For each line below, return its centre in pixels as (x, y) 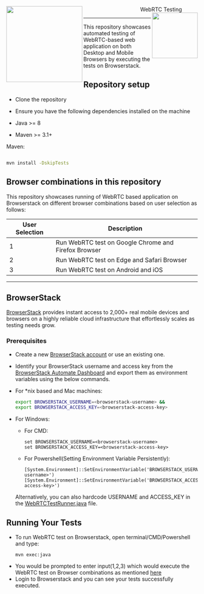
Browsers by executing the (117, 59)
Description (125, 228)
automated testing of (109, 33)
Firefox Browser (78, 250)
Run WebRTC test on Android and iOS (109, 269)
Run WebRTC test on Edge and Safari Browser (121, 260)
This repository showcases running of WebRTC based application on (92, 196)
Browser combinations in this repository (84, 182)
